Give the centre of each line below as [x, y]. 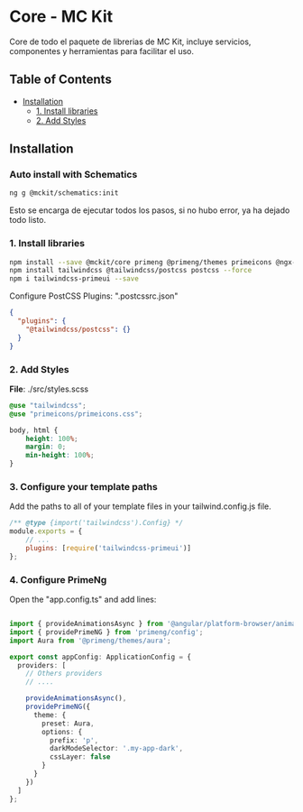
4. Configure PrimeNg [58, 579]
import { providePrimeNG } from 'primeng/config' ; [106, 632]
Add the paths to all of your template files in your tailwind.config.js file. [141, 506]
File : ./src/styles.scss [49, 389]
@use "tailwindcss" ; [48, 405]
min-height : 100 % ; [60, 456]
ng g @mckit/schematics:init [64, 193]
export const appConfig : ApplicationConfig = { [101, 657]
